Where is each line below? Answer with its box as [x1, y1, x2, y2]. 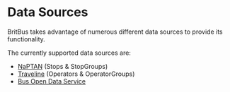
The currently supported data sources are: [7, 48, 131, 57]
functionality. [7, 34, 46, 43]
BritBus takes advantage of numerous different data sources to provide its [7, 27, 223, 36]
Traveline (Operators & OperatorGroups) [17, 70, 135, 78]
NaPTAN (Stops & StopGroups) [17, 62, 108, 70]
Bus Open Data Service [17, 77, 86, 85]
